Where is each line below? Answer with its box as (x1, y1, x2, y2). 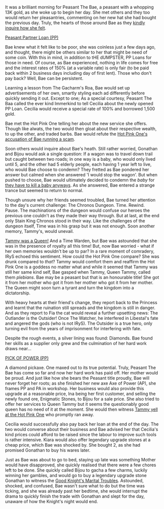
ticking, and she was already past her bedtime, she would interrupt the (5, 488, 148, 494)
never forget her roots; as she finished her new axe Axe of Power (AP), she (5, 380, 156, 386)
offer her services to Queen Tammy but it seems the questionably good (5, 401, 149, 407)
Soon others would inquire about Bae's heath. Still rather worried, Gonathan (5, 146, 158, 151)
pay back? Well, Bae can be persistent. (5, 76, 84, 81)
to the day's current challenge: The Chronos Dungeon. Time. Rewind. (5, 202, 145, 208)
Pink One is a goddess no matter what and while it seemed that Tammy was (5, 264, 158, 270)
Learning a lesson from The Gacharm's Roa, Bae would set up (5, 85, 130, 90)
